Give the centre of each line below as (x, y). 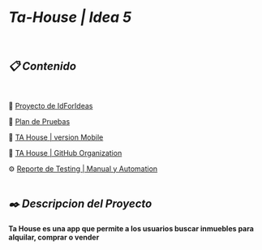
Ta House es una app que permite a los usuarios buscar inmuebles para (131, 228)
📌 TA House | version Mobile (56, 137)
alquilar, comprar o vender (54, 237)
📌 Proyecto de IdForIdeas (51, 106)
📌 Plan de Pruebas (39, 121)
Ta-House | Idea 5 (70, 17)
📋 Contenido (43, 66)
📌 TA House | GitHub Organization (65, 153)
